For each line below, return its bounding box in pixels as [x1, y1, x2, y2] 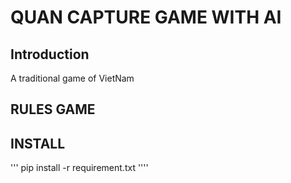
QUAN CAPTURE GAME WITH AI [10, 6, 282, 29]
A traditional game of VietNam [10, 72, 135, 84]
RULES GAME [10, 101, 96, 118]
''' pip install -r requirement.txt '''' [10, 162, 149, 174]
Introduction [10, 46, 90, 63]
